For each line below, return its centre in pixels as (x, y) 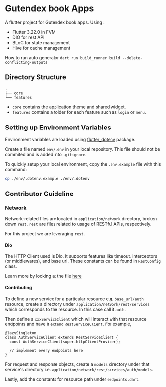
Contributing (19, 287)
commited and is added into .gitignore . (46, 154)
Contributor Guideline (39, 194)
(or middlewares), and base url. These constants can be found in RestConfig (83, 261)
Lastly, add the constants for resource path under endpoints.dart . (72, 379)
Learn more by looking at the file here (43, 276)
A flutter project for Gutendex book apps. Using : (55, 22)
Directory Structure (36, 77)
